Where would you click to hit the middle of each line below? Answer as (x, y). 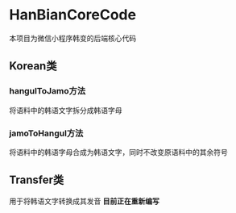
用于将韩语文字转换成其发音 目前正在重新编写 (84, 201)
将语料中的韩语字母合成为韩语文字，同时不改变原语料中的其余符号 (118, 152)
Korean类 (33, 66)
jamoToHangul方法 (46, 133)
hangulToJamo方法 (48, 91)
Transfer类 (37, 180)
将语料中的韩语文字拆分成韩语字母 (66, 110)
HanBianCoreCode (72, 15)
